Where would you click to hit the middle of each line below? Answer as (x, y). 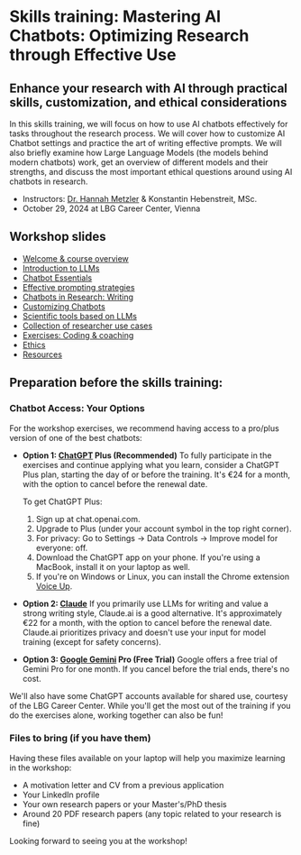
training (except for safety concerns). (92, 641)
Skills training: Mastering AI (115, 17)
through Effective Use (93, 55)
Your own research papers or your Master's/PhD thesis (124, 804)
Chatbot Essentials (57, 278)
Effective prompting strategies (78, 287)
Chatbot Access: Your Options (78, 409)
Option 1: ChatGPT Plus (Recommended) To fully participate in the (147, 455)
